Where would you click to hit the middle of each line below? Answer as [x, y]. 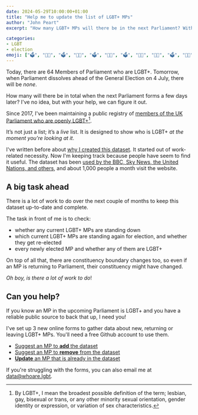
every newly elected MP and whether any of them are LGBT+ [88, 249]
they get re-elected [38, 243]
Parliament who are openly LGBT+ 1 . [49, 120]
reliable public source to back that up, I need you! [66, 317]
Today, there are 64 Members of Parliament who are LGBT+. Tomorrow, [93, 72]
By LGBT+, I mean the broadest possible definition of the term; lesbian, [100, 393]
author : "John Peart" [33, 22]
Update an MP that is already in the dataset [67, 358]
